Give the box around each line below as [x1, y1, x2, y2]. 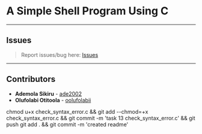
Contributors [6, 74, 56, 84]
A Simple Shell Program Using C [6, 4, 169, 18]
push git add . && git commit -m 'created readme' [6, 121, 129, 128]
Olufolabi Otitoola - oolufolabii [14, 96, 91, 103]
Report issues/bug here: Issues [20, 51, 99, 58]
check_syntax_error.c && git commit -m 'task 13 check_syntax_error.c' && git [6, 114, 195, 121]
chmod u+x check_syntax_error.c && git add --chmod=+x [6, 108, 148, 115]
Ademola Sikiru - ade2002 [14, 90, 82, 97]
